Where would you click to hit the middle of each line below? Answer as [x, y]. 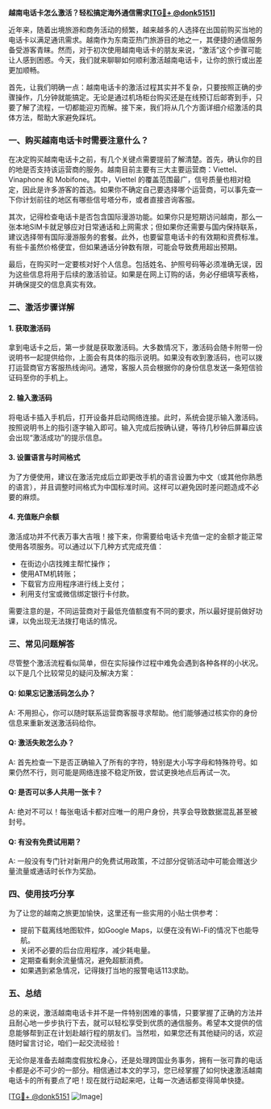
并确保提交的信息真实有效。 [54, 285]
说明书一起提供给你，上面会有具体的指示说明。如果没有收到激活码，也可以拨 [135, 357]
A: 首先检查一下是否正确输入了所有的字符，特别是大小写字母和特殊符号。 [129, 762]
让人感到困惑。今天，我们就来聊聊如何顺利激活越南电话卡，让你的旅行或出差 [135, 60]
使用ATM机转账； [49, 574]
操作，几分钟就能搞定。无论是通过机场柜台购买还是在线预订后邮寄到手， [135, 97]
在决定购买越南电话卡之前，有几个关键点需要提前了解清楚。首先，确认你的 [132, 160]
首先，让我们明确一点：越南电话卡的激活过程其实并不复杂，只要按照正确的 [132, 87]
